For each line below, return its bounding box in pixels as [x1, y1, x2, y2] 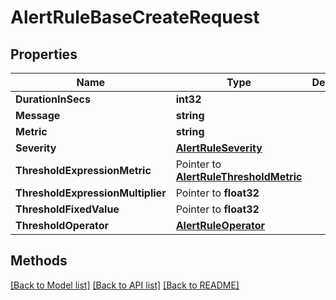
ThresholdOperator [15, 219, 110, 232]
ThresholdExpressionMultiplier [15, 186, 167, 200]
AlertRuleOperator [175, 219, 266, 232]
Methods [10, 252, 68, 270]
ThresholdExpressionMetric [15, 164, 152, 177]
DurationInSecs [15, 92, 91, 106]
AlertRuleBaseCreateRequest [10, 6, 260, 29]
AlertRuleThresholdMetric [175, 170, 303, 183]
